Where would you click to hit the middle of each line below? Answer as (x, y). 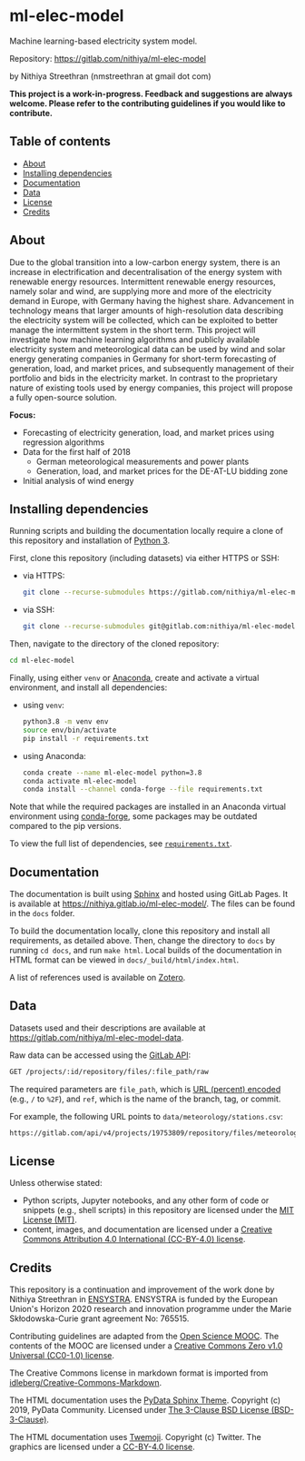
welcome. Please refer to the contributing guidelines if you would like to (148, 103)
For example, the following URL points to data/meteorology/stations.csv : (146, 1116)
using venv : (44, 705)
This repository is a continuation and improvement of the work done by (142, 1289)
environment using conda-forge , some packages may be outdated (133, 816)
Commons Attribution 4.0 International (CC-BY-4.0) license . (134, 1239)
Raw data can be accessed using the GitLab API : (100, 1055)
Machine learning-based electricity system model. (103, 41)
